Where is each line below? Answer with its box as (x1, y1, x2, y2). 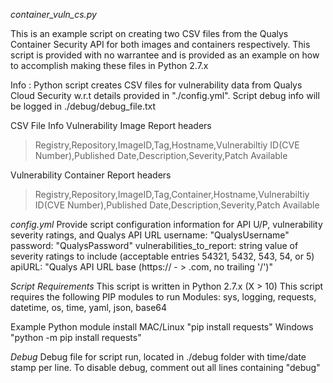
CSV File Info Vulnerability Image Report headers (10, 120, 212, 131)
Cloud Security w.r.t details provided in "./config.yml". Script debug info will (10, 90, 320, 101)
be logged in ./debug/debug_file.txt (10, 100, 156, 112)
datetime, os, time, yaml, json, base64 (10, 302, 168, 313)
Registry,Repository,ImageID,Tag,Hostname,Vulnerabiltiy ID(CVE (34, 139, 300, 151)
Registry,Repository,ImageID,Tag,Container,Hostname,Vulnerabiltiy (34, 189, 310, 200)
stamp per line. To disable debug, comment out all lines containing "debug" (10, 362, 321, 373)
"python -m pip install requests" (10, 332, 142, 343)
